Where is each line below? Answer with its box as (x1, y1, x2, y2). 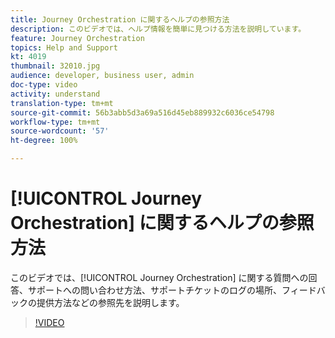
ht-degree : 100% (10, 136, 78, 146)
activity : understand (10, 89, 101, 99)
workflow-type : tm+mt (10, 117, 101, 127)
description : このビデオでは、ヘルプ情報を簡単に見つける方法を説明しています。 (10, 24, 307, 34)
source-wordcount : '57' (10, 126, 110, 136)
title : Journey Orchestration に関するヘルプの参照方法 (10, 14, 230, 25)
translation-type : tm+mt (10, 98, 114, 108)
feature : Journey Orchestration (10, 33, 145, 43)
